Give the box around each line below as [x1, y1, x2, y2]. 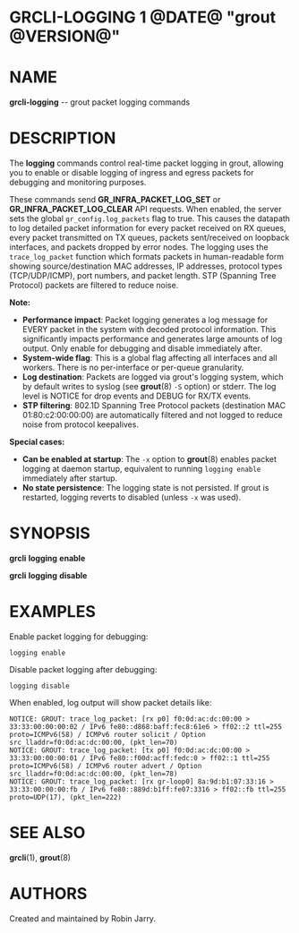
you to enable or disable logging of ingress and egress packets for [9, 167, 254, 178]
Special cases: [9, 437, 65, 448]
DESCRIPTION [9, 128, 116, 149]
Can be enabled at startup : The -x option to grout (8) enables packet [21, 454, 278, 465]
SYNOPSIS [9, 523, 91, 544]
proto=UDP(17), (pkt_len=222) [9, 792, 123, 801]
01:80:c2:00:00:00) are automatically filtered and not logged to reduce [21, 410, 284, 421]
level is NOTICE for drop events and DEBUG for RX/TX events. [21, 390, 252, 401]
